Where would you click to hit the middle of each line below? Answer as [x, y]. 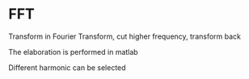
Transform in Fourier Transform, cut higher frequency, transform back [124, 36]
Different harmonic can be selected [68, 67]
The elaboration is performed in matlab [74, 52]
